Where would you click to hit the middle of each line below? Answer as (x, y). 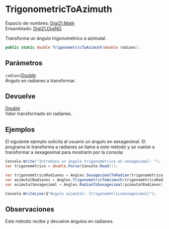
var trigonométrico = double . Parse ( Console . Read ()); (62, 166)
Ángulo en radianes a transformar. (40, 80)
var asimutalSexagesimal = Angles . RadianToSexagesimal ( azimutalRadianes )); (86, 184)
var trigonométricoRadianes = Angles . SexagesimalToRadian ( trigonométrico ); (86, 175)
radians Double (21, 75)
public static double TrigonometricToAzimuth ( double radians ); (73, 47)
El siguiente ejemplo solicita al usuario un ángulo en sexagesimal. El (75, 142)
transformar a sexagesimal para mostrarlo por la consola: (65, 152)
